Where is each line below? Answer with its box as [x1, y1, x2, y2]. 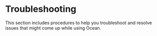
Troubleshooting [5, 3, 77, 15]
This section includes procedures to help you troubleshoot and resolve [5, 20, 152, 26]
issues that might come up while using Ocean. [5, 25, 101, 31]
